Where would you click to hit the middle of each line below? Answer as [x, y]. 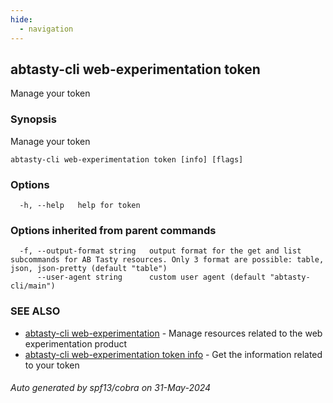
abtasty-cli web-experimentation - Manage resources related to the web [173, 333]
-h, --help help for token [80, 205]
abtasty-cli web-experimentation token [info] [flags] [127, 159]
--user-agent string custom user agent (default [151, 277]
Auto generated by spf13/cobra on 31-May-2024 [111, 388]
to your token [52, 365]
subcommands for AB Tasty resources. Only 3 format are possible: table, [167, 260]
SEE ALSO [35, 311]
